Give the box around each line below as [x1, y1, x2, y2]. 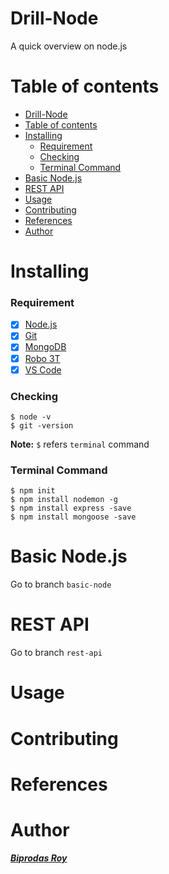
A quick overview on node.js [10, 40, 128, 52]
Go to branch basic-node [10, 578, 112, 591]
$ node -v [10, 412, 52, 422]
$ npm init [10, 486, 56, 496]
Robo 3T [24, 352, 61, 364]
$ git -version [10, 420, 74, 431]
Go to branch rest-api [10, 647, 103, 659]
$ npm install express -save [10, 503, 132, 514]
